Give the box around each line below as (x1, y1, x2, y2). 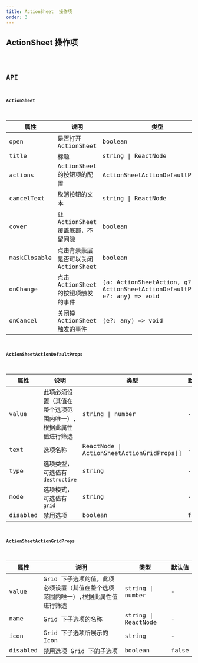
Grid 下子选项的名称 (43, 615, 103, 623)
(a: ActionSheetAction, (102, 278, 181, 286)
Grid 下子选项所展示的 (43, 629, 109, 637)
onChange (9, 285, 38, 293)
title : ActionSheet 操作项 (6, 8, 72, 15)
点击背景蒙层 (57, 246, 93, 254)
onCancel (9, 317, 38, 324)
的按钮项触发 (57, 289, 93, 297)
